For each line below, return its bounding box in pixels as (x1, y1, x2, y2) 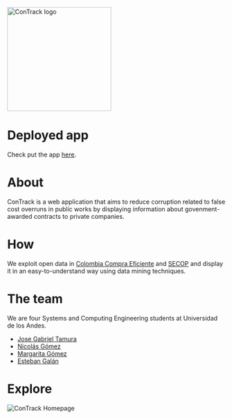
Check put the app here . (7, 150, 77, 159)
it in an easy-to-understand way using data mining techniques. (7, 267, 186, 275)
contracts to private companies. (33, 212, 125, 220)
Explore (7, 381, 53, 397)
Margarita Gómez (17, 349, 67, 357)
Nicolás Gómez (17, 342, 61, 350)
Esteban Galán (17, 357, 59, 365)
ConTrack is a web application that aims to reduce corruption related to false (7, 197, 226, 206)
